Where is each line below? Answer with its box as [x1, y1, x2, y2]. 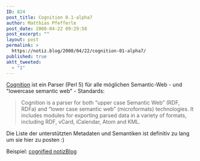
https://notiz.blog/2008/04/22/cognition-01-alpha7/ [11, 48, 147, 54]
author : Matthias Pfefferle [6, 20, 77, 26]
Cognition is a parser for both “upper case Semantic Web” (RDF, [20, 99, 180, 106]
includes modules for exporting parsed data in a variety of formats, [20, 112, 187, 119]
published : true [6, 53, 47, 59]
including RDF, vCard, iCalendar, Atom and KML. [20, 118, 141, 126]
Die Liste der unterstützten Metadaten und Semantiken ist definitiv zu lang [6, 130, 190, 137]
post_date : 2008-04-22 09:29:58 [6, 25, 87, 32]
